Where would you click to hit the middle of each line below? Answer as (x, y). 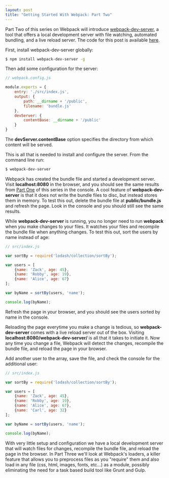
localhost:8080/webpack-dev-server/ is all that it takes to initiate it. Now (82, 337)
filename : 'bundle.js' (47, 106)
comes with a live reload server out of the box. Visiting (87, 332)
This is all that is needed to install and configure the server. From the (77, 155)
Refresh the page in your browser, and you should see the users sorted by (83, 312)
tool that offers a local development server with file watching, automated (81, 35)
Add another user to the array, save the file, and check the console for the (82, 358)
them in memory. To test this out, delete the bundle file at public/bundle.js (83, 200)
